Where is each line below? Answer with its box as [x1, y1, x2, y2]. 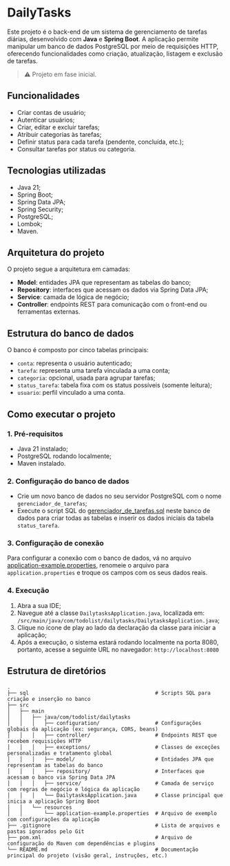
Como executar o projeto [7, 408, 116, 420]
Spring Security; [17, 205, 64, 213]
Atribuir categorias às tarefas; [17, 130, 102, 138]
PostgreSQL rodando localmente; [17, 452, 112, 460]
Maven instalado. [17, 459, 66, 467]
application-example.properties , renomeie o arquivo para [7, 561, 169, 570]
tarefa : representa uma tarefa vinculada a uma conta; [17, 367, 170, 375]
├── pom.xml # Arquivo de [7, 834, 193, 841]
